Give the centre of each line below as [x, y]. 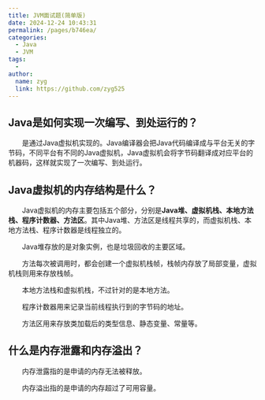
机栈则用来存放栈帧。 [43, 273]
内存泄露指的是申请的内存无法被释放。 [84, 371]
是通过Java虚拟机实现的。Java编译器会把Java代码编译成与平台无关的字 [138, 143]
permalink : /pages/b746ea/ [52, 30]
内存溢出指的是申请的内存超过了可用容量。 [91, 387]
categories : [28, 37]
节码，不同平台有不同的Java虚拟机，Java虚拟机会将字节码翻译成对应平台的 [131, 153]
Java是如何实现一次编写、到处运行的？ [103, 122]
